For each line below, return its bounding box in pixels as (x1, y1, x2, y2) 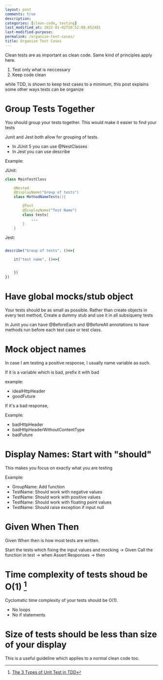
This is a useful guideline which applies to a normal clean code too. (5, 655, 140, 661)
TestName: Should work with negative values (12, 489, 103, 494)
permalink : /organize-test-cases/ (5, 34, 75, 39)
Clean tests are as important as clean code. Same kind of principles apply (5, 52, 152, 58)
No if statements (12, 612, 46, 617)
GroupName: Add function (12, 484, 65, 490)
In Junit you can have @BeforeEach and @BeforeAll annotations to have (5, 322, 149, 327)
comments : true (5, 12, 36, 17)
